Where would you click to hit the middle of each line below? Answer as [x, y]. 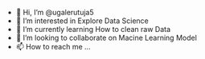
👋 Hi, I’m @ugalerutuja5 [55, 12]
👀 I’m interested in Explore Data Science [82, 21]
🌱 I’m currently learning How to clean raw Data [93, 29]
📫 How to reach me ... [53, 47]
